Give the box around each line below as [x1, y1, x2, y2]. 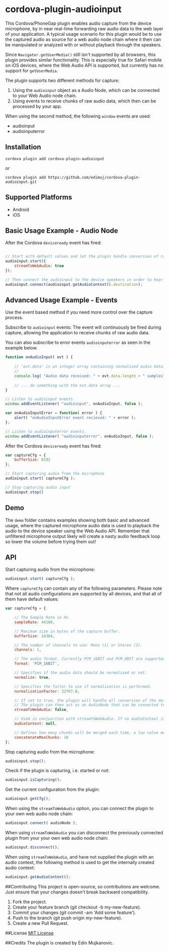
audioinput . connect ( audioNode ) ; [5, 821, 78, 826]
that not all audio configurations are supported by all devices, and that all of [5, 591, 162, 597]
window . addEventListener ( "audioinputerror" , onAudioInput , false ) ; [5, 433, 154, 439]
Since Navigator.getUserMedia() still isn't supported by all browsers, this [5, 52, 156, 58]
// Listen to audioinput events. [5, 396, 75, 402]
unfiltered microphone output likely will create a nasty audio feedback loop [5, 533, 160, 539]
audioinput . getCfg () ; [5, 796, 51, 802]
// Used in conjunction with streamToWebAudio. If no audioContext [14, 716, 158, 722]
